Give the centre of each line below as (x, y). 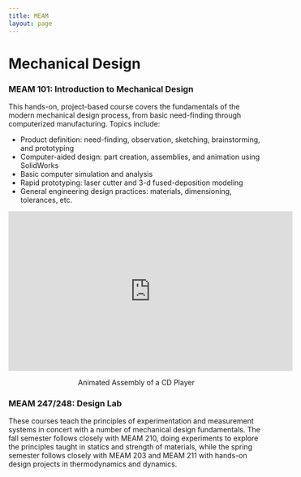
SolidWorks (39, 165)
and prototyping (47, 148)
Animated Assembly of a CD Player (136, 382)
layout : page (30, 24)
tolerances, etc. (46, 200)
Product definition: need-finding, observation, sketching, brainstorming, (140, 140)
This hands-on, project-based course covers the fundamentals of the (124, 106)
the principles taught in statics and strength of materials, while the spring (131, 447)
